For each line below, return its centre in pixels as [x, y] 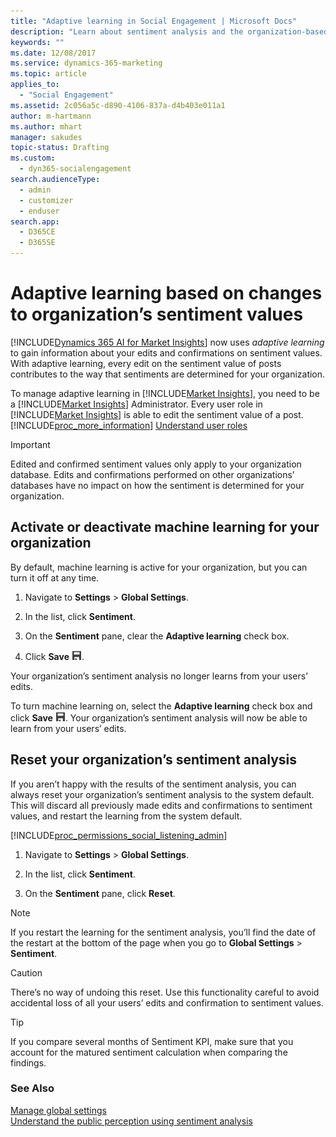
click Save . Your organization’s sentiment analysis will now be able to [159, 717]
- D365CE [37, 232]
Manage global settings [58, 1110]
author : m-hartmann [51, 116]
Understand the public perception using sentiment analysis [131, 1121]
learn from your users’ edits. [68, 728]
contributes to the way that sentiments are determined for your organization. [168, 374]
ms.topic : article [48, 74]
